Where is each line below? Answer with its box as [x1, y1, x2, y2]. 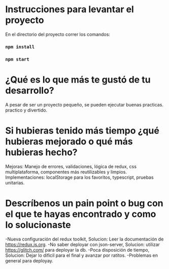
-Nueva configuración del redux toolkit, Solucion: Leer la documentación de [5, 236, 164, 242]
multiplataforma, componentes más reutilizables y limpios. [5, 169, 127, 175]
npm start [5, 56, 29, 62]
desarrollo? [5, 85, 54, 96]
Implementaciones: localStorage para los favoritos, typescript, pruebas [5, 174, 154, 180]
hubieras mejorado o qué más [5, 136, 133, 147]
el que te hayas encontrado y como [5, 208, 156, 220]
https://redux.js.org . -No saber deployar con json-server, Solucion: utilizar [5, 241, 160, 248]
